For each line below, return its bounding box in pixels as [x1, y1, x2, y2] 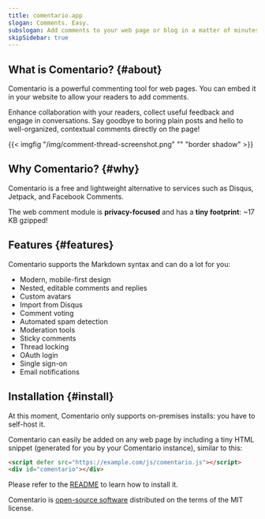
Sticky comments [19, 333, 77, 343]
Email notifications [19, 367, 80, 376]
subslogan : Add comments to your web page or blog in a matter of [8, 26, 231, 34]
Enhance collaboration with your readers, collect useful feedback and [8, 107, 234, 117]
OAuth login [19, 350, 58, 359]
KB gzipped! [8, 215, 49, 225]
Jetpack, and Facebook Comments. [8, 191, 124, 201]
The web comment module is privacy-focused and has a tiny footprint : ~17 [8, 207, 255, 216]
